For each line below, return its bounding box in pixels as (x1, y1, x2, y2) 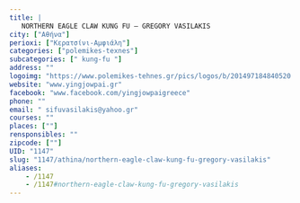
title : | (9, 13, 42, 22)
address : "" (9, 64, 54, 73)
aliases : (9, 163, 42, 172)
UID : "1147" (9, 146, 54, 155)
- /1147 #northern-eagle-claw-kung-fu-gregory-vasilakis (25, 181, 240, 190)
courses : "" (9, 113, 54, 122)
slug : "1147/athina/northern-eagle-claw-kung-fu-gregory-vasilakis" (9, 154, 271, 164)
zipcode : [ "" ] (9, 138, 63, 147)
